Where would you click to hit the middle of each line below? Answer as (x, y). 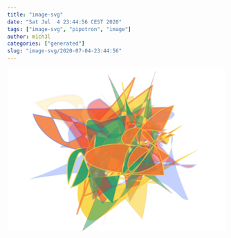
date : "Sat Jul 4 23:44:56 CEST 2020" (65, 22)
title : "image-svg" (35, 14)
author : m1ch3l (29, 37)
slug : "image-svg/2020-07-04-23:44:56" (65, 51)
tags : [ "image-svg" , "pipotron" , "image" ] (69, 29)
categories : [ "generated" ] (46, 44)
